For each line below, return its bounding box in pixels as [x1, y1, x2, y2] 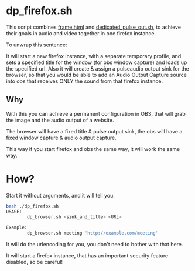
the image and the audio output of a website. [6, 116, 114, 123]
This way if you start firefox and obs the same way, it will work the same [6, 145, 180, 152]
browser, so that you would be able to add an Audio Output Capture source [6, 71, 187, 78]
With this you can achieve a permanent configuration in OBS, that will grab [6, 110, 186, 117]
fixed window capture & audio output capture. [6, 134, 117, 141]
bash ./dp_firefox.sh [6, 203, 59, 209]
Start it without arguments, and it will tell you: [6, 192, 115, 199]
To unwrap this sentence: [6, 41, 67, 48]
